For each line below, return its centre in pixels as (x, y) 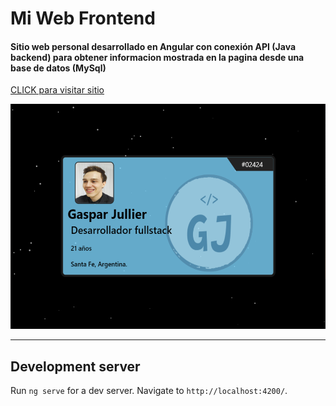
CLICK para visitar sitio (57, 90)
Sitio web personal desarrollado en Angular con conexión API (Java (153, 46)
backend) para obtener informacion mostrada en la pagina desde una (157, 57)
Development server (75, 366)
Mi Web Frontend (83, 18)
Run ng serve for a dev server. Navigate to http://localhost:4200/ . (149, 391)
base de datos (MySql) (58, 68)
